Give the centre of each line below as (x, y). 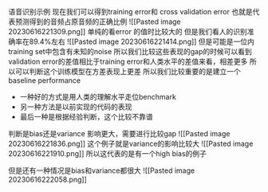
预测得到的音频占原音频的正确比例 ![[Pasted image (98, 22)
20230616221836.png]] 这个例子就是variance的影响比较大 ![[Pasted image (131, 143)
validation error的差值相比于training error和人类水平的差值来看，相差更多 (128, 61)
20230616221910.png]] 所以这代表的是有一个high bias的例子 (108, 153)
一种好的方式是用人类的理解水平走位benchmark (98, 97)
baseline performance (45, 80)
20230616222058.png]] (48, 179)
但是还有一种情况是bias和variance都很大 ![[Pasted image (102, 170)
